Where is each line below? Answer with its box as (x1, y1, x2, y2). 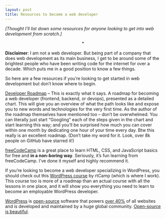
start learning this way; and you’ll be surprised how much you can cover (5, 122, 152, 128)
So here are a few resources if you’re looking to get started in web (5, 75, 140, 81)
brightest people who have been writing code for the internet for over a (5, 60, 150, 66)
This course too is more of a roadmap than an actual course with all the (5, 178, 150, 184)
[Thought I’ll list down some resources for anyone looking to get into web (5, 25, 154, 31)
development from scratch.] (5, 31, 62, 37)
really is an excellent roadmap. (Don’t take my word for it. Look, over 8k (5, 132, 151, 138)
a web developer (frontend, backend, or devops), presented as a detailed (5, 95, 154, 102)
